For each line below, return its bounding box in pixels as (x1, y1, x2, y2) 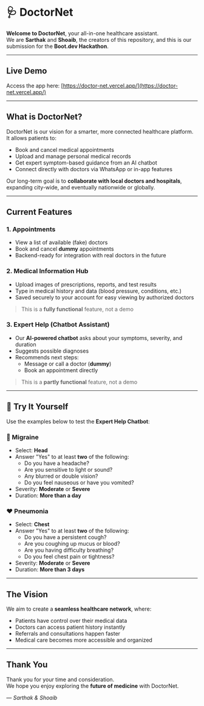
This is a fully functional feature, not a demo (21, 305, 134, 313)
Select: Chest (15, 521, 50, 528)
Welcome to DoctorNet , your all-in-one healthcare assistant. (6, 29, 159, 37)
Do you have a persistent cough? (24, 534, 107, 541)
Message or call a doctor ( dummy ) (24, 360, 112, 367)
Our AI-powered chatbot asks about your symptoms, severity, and (15, 334, 183, 341)
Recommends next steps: (15, 353, 79, 361)
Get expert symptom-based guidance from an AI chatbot (15, 159, 157, 166)
